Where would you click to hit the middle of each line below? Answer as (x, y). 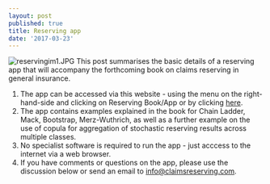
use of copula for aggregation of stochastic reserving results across (133, 128)
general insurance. (40, 78)
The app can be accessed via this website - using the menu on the (131, 94)
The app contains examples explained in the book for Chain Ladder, (133, 111)
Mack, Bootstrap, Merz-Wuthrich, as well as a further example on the (135, 120)
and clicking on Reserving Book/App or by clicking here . (150, 102)
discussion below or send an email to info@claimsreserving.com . (128, 171)
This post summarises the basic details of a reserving (165, 61)
